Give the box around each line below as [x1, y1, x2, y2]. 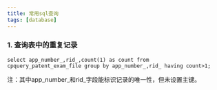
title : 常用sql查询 [7, 10, 59, 17]
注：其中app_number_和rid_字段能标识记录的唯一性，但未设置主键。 [7, 75, 201, 83]
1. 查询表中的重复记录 [7, 41, 78, 50]
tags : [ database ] [7, 16, 57, 23]
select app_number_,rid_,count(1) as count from [7, 56, 149, 63]
